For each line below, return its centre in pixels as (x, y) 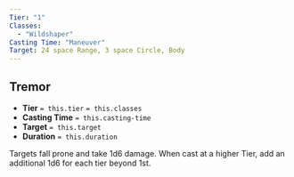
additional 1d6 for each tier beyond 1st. (80, 163)
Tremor (30, 87)
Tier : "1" (28, 17)
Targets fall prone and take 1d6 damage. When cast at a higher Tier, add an (147, 153)
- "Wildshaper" (45, 34)
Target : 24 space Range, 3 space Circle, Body (97, 51)
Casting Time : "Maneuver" (57, 42)
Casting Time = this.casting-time (86, 117)
